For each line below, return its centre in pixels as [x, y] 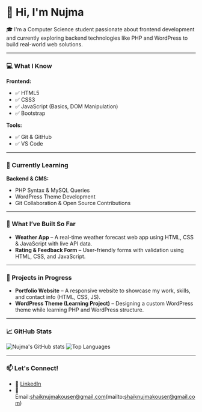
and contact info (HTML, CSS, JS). [58, 297]
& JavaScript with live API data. [54, 244]
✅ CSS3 [25, 100]
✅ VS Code [29, 144]
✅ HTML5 [27, 93]
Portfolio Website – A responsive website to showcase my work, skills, [103, 291]
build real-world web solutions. [44, 44]
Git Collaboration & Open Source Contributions [73, 203]
